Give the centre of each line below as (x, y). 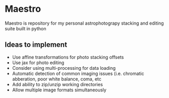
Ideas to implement (36, 45)
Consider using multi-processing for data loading (64, 68)
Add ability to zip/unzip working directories (57, 84)
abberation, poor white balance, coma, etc (57, 79)
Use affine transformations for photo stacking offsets (68, 57)
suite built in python (26, 28)
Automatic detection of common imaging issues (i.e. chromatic (78, 73)
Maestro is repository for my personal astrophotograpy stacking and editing (84, 23)
